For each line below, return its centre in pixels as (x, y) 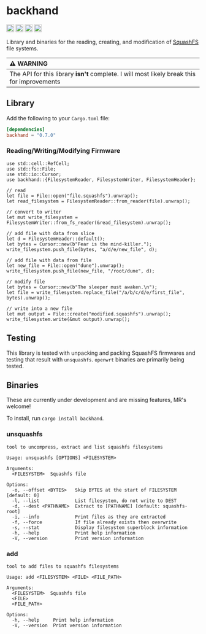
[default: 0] (23, 495)
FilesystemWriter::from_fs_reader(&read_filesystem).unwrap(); (89, 222)
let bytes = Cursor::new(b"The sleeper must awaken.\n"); (82, 287)
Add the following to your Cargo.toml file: (58, 118)
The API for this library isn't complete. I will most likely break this (103, 74)
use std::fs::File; (31, 169)
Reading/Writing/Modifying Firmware (63, 151)
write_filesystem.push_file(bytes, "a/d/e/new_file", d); (82, 249)
